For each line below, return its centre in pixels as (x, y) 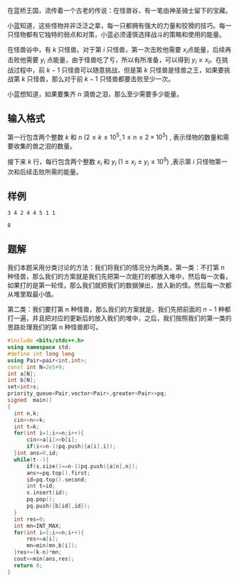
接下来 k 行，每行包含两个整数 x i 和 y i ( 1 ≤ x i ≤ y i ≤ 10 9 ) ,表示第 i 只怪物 (111, 162)
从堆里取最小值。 (32, 295)
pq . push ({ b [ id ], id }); (58, 506)
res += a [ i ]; (42, 539)
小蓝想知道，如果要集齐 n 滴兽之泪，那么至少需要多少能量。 (95, 94)
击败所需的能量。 (57, 171)
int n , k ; (27, 413)
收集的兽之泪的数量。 (44, 146)
